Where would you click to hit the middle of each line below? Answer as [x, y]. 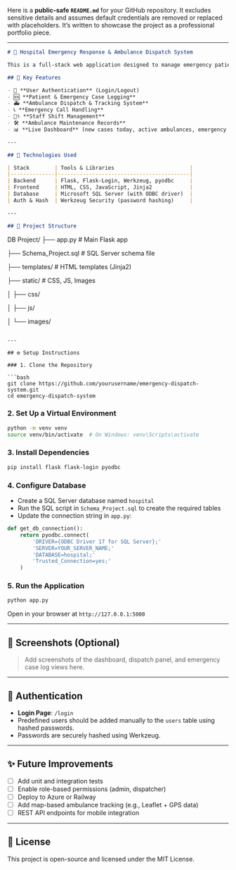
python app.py [28, 601]
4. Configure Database [47, 485]
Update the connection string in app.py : [74, 516]
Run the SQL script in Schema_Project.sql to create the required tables [119, 508]
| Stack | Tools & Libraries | [100, 168]
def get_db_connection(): [45, 529]
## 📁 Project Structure [42, 226]
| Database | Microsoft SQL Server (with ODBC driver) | [100, 194]
